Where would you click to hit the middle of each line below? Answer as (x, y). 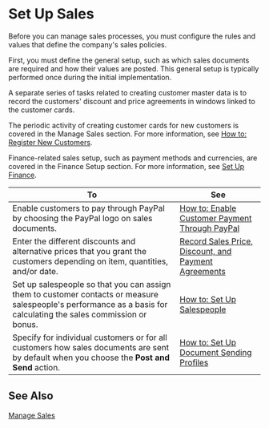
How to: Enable (208, 208)
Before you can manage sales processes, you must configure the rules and (132, 36)
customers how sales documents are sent (91, 347)
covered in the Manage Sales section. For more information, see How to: (127, 134)
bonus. (25, 324)
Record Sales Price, (217, 241)
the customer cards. (42, 110)
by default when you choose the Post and (91, 357)
